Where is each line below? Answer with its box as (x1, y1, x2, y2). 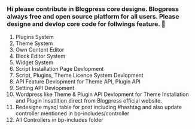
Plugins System (15, 34, 54, 41)
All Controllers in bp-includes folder (15, 116, 103, 124)
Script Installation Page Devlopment (15, 65, 104, 73)
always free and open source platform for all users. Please (7, 12, 179, 20)
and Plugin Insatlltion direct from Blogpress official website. (15, 97, 162, 104)
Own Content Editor (15, 46, 65, 53)
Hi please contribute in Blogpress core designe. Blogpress (7, 5, 179, 13)
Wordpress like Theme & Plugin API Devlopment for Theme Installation (15, 91, 189, 98)
